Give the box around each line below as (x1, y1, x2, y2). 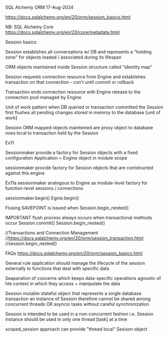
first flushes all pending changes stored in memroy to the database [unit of (5, 110, 160, 115)
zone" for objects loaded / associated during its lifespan (5, 54, 122, 60)
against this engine (5, 170, 45, 176)
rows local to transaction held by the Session (5, 130, 99, 136)
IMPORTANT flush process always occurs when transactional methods (5, 215, 152, 220)
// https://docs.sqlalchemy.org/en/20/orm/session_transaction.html (5, 235, 144, 241)
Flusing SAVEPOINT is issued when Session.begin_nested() (5, 205, 129, 211)
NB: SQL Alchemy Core (5, 24, 54, 30)
